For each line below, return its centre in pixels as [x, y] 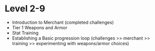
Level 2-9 [25, 9]
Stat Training [25, 33]
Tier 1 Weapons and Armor [40, 27]
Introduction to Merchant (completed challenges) [63, 22]
